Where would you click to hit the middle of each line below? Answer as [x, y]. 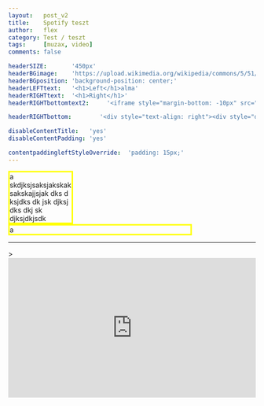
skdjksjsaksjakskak [41, 185]
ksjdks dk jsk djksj [39, 201]
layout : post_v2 [38, 15]
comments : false [35, 52]
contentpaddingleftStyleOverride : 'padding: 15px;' [96, 153]
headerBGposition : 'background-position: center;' [93, 81]
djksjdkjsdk [28, 218]
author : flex [33, 30]
